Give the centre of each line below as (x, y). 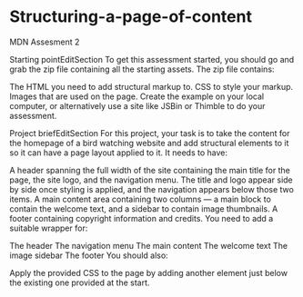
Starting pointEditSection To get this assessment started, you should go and (152, 59)
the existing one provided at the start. (80, 282)
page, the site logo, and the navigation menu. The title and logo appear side (151, 180)
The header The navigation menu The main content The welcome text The (149, 245)
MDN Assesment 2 (45, 42)
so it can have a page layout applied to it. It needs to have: (119, 153)
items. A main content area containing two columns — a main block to (140, 199)
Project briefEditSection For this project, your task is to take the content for (150, 133)
